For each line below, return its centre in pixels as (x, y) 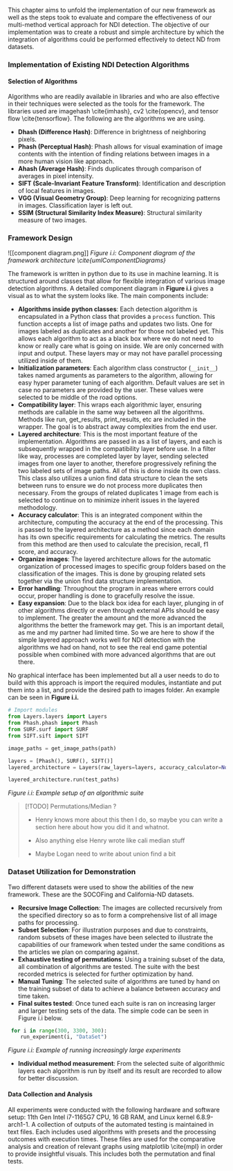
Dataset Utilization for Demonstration (72, 872)
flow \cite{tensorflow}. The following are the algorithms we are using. (107, 119)
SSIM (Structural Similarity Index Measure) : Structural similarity (110, 213)
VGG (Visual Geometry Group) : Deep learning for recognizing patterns (119, 198)
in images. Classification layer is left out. (75, 205)
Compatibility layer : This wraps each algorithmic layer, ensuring (110, 405)
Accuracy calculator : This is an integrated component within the (110, 515)
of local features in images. (57, 191)
